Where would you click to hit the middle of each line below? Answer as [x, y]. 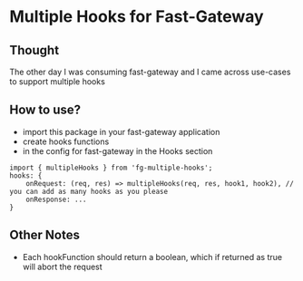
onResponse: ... [57, 199]
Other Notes [44, 235]
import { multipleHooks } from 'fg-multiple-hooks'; [111, 168]
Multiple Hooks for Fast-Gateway [137, 17]
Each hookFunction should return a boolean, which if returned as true [152, 257]
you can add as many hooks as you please [89, 191]
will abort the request [62, 266]
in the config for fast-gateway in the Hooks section [117, 150]
